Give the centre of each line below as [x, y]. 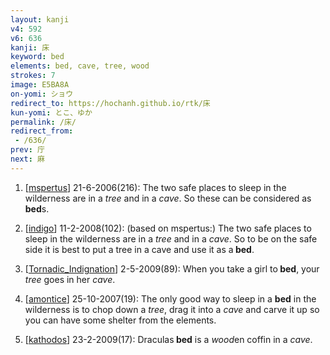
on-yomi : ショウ [42, 94]
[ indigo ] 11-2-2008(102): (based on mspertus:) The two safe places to [168, 228]
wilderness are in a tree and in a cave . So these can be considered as [168, 198]
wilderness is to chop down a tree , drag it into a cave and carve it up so [172, 309]
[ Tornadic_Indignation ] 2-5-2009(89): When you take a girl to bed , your [172, 268]
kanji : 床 [30, 47]
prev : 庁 [27, 150]
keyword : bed [37, 57]
